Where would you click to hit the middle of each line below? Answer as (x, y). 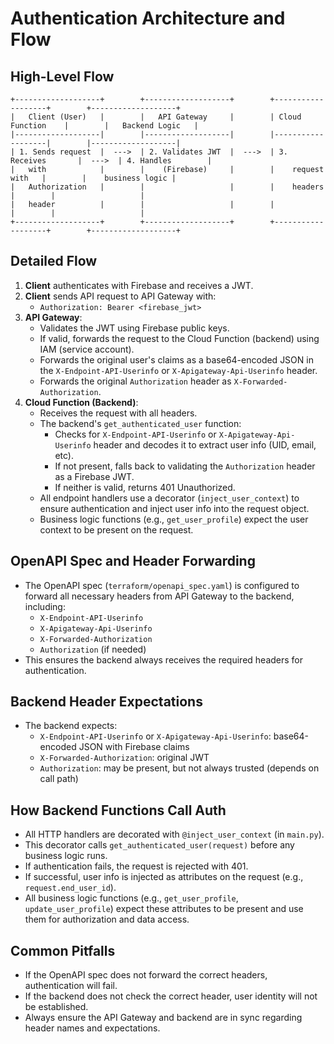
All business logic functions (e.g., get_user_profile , (131, 898)
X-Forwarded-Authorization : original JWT (124, 758)
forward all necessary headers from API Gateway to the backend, (159, 596)
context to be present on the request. (116, 529)
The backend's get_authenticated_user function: (140, 423)
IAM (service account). (87, 349)
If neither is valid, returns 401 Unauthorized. (145, 487)
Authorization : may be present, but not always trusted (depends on (179, 768)
